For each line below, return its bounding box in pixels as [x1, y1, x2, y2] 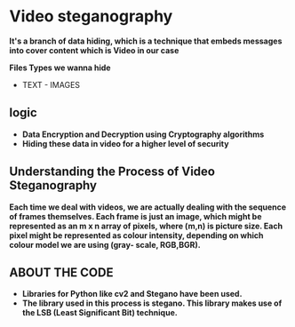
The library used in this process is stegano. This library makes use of [21, 298, 283, 308]
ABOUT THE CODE [9, 265, 114, 280]
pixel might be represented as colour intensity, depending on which [9, 229, 264, 241]
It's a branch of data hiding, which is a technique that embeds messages [9, 36, 283, 46]
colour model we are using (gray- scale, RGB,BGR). [9, 239, 202, 250]
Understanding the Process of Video [9, 164, 216, 179]
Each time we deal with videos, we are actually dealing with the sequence [9, 202, 287, 212]
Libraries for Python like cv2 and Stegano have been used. [21, 289, 243, 299]
